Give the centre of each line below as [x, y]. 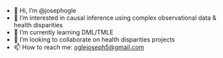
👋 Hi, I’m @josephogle [45, 11]
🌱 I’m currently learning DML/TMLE [63, 32]
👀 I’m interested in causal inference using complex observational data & [115, 18]
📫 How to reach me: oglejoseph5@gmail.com [79, 47]
